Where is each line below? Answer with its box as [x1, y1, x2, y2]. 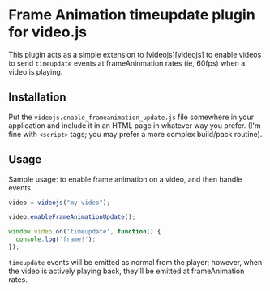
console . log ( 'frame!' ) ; [15, 235, 96, 244]
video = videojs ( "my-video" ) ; [8, 199, 111, 207]
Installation [8, 91, 66, 105]
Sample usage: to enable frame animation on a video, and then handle [8, 174, 242, 184]
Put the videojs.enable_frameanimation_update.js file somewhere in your [8, 112, 255, 122]
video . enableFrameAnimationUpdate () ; [8, 213, 136, 221]
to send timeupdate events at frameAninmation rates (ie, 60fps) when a [8, 58, 246, 68]
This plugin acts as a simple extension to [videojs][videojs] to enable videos [8, 49, 262, 59]
